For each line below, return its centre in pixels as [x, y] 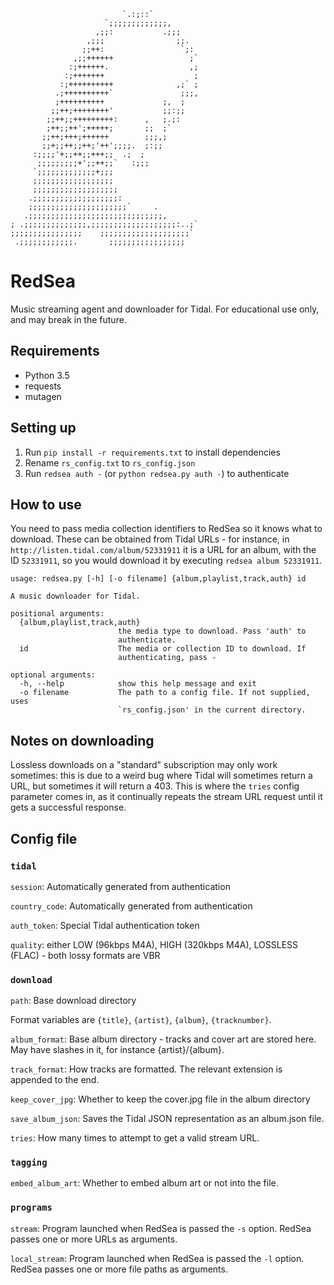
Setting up [43, 428]
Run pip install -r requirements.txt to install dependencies [152, 452]
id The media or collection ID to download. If [163, 649]
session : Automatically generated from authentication [120, 886]
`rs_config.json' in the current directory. [212, 710]
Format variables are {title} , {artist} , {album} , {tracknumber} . [141, 1020]
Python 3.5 [47, 375]
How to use [46, 504]
